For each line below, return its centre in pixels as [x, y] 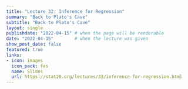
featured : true [25, 50]
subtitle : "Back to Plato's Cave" [48, 22]
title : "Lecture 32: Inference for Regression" [66, 11]
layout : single [25, 28]
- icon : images [25, 60]
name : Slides [27, 71]
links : [14, 55]
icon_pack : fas [30, 66]
